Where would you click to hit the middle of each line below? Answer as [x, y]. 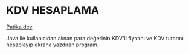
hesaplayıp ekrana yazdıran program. [53, 45]
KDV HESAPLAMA [53, 10]
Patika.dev [19, 27]
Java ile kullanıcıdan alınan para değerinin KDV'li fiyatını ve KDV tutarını [95, 38]
